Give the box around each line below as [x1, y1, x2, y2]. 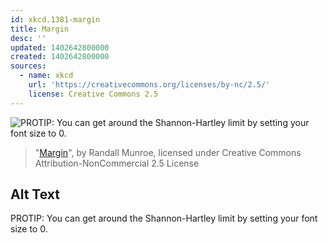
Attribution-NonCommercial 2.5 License [34, 157, 200, 169]
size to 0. [10, 223, 48, 235]
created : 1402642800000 [10, 52, 110, 62]
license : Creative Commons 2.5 [28, 89, 159, 99]
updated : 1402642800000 [10, 42, 110, 53]
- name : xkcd [19, 71, 74, 81]
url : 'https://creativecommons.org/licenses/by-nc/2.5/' [28, 80, 271, 90]
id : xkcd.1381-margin [10, 14, 101, 25]
